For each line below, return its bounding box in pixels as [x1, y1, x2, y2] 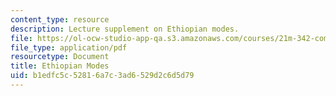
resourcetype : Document [10, 52, 110, 62]
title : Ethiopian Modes [10, 61, 110, 71]
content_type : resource [10, 14, 110, 25]
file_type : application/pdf [10, 42, 128, 53]
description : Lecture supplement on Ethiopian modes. [10, 24, 240, 34]
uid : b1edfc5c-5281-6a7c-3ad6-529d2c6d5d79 [10, 71, 195, 81]
